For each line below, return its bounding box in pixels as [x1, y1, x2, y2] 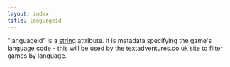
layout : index [7, 10, 50, 18]
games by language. [7, 51, 67, 60]
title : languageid [7, 17, 62, 24]
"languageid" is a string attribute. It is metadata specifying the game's [7, 36, 212, 44]
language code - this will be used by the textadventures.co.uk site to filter [7, 44, 223, 52]
